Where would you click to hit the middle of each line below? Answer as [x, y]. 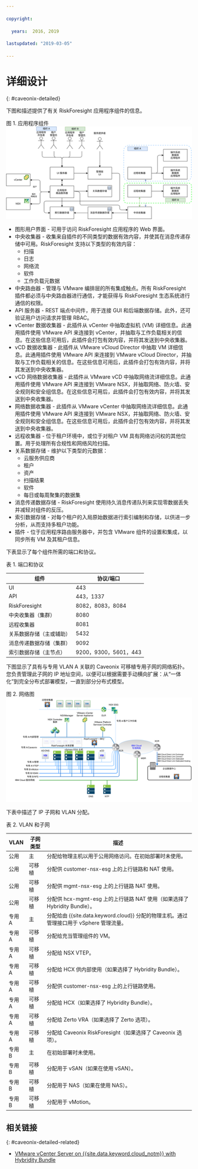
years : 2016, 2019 [35, 31]
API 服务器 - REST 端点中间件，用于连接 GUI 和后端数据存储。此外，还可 [103, 310]
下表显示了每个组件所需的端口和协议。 [52, 552]
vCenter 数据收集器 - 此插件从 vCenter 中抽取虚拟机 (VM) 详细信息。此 [100, 325]
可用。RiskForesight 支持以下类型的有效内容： [81, 244]
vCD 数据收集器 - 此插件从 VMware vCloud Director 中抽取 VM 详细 [96, 347]
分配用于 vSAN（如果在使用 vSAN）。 [92, 1069]
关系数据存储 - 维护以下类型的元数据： [61, 450]
